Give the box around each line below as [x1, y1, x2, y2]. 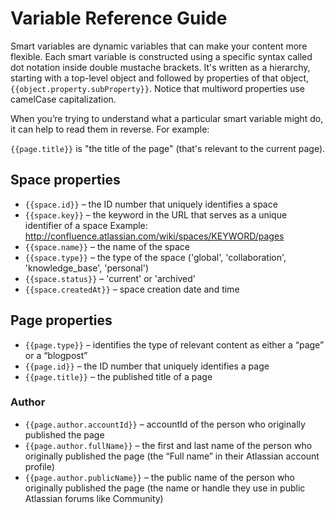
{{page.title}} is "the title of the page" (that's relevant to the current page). [10, 142, 326, 154]
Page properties [10, 312, 113, 329]
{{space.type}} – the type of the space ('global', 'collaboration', [24, 251, 287, 263]
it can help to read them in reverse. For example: [10, 123, 210, 135]
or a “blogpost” [24, 349, 88, 361]
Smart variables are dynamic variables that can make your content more [10, 40, 308, 52]
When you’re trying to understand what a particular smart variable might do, [10, 112, 324, 124]
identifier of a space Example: [24, 219, 148, 231]
